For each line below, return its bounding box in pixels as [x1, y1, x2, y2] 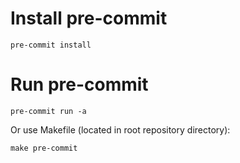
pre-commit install [10, 40, 92, 50]
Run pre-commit [10, 73, 149, 96]
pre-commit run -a [10, 106, 87, 116]
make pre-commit [10, 143, 78, 153]
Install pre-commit [10, 7, 168, 30]
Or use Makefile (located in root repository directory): [10, 123, 231, 136]
